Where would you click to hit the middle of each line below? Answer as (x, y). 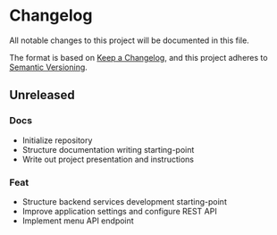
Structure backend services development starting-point (125, 201)
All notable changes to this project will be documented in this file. (130, 40)
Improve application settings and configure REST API (119, 211)
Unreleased (42, 95)
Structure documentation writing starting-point (108, 149)
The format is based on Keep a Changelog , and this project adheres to (138, 57)
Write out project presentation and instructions (108, 159)
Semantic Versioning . (48, 67)
